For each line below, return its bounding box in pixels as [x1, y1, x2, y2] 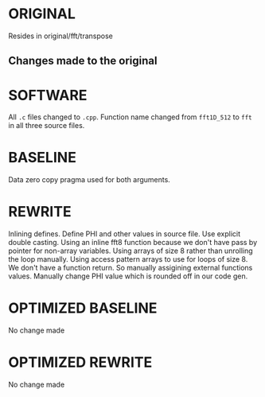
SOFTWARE [8, 86, 88, 104]
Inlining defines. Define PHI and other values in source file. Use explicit [8, 229, 241, 239]
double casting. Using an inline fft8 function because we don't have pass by [8, 238, 258, 247]
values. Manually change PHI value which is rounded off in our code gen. [8, 271, 248, 281]
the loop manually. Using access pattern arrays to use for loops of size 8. [8, 255, 248, 264]
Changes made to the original [8, 54, 158, 68]
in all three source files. [8, 121, 85, 130]
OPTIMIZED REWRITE [8, 353, 153, 372]
